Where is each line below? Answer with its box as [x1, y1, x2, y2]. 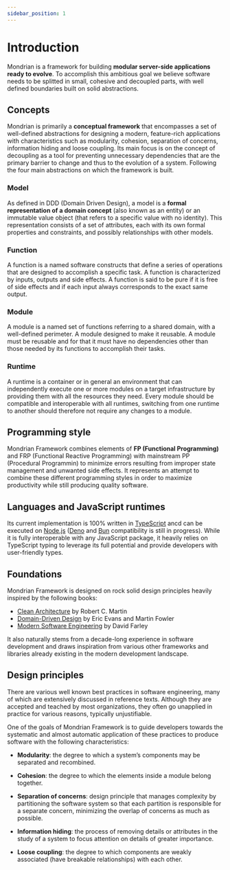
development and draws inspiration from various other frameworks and [7, 643, 209, 650]
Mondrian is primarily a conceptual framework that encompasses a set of [7, 122, 217, 130]
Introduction [7, 39, 80, 55]
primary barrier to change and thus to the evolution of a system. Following [7, 159, 217, 167]
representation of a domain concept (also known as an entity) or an [7, 206, 201, 214]
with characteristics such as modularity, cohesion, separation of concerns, [7, 137, 218, 145]
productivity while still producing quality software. [7, 481, 149, 490]
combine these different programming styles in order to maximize [7, 474, 192, 482]
